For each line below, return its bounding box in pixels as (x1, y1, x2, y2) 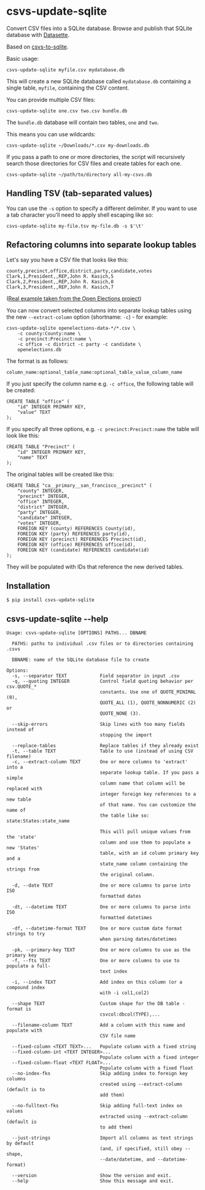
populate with (6, 1027, 43, 1034)
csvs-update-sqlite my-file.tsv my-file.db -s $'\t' (6, 223, 144, 229)
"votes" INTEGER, (17, 520, 62, 526)
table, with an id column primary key (99, 850, 199, 857)
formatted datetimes (99, 915, 152, 921)
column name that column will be (99, 780, 185, 787)
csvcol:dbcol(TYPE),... (99, 1011, 161, 1017)
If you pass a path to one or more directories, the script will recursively (6, 153, 185, 160)
